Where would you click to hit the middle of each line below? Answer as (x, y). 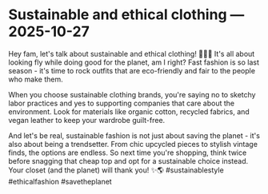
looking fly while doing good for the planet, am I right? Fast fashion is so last (134, 62)
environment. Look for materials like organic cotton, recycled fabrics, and (129, 111)
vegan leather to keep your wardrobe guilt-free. (87, 120)
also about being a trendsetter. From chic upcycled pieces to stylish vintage (133, 144)
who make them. (36, 79)
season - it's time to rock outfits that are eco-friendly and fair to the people (132, 70)
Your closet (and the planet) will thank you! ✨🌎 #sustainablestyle (116, 170)
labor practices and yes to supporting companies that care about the (121, 103)
